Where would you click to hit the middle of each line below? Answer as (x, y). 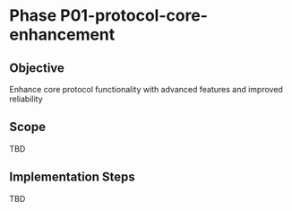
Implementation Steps (73, 177)
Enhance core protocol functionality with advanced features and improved (146, 89)
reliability (26, 99)
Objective (37, 68)
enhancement (62, 35)
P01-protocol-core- (134, 16)
